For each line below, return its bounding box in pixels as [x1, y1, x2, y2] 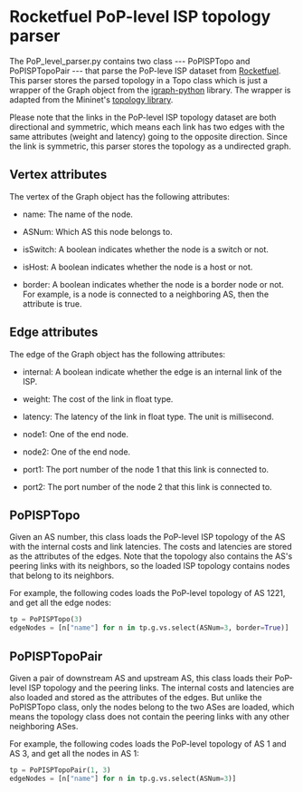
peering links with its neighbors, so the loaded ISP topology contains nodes [9, 561, 290, 572]
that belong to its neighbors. [9, 570, 115, 582]
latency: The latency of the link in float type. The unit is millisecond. [22, 411, 274, 422]
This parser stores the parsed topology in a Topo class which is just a [9, 74, 269, 85]
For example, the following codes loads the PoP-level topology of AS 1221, [9, 588, 286, 599]
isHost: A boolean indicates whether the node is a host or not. [22, 261, 253, 272]
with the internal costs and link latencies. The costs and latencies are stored [9, 542, 292, 552]
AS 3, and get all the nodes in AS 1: [9, 748, 139, 758]
